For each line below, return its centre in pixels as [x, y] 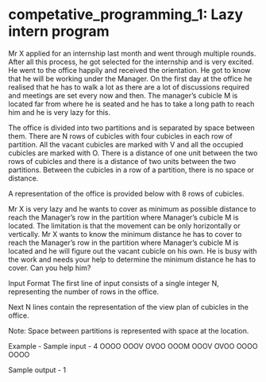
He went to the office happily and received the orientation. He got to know [129, 70]
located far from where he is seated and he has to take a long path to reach [131, 104]
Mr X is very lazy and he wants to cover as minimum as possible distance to [132, 208]
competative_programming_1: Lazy [126, 15]
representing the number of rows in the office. [84, 292]
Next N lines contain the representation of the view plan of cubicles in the [128, 307]
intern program [59, 31]
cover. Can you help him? [50, 268]
